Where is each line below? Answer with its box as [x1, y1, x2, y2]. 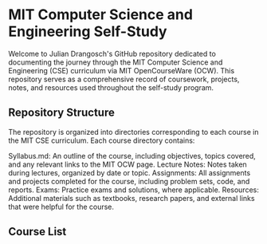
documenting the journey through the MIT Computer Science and [8, 57, 223, 67]
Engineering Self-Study [8, 22, 167, 41]
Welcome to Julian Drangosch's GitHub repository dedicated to [8, 49, 217, 58]
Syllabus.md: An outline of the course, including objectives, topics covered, [8, 151, 257, 160]
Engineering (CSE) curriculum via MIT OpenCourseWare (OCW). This [8, 65, 235, 75]
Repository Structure [8, 106, 116, 120]
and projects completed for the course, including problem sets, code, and [8, 176, 250, 186]
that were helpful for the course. [8, 202, 114, 211]
